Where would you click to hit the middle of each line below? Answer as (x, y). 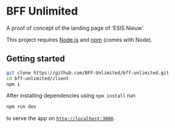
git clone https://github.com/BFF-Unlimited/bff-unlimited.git (88, 73)
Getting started (36, 59)
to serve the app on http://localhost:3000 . (61, 118)
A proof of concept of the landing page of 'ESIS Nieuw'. (76, 28)
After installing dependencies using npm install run (71, 96)
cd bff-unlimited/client (38, 78)
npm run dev (21, 107)
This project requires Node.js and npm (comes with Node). (79, 39)
